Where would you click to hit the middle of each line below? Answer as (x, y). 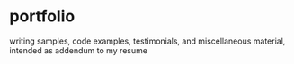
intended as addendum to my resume (79, 50)
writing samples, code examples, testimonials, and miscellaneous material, (147, 41)
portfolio (42, 16)
